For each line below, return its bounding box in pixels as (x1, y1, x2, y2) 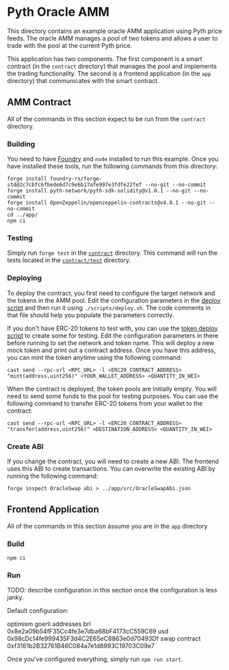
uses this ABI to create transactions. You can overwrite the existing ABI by (7, 464, 215, 472)
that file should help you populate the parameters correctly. (7, 310, 174, 319)
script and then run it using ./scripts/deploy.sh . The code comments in (7, 303, 211, 312)
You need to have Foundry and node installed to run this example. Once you (7, 155, 219, 163)
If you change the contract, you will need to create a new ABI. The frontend (7, 457, 219, 465)
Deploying (7, 273, 42, 283)
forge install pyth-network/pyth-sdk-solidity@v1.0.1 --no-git (7, 187, 191, 194)
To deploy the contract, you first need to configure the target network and (7, 289, 215, 297)
